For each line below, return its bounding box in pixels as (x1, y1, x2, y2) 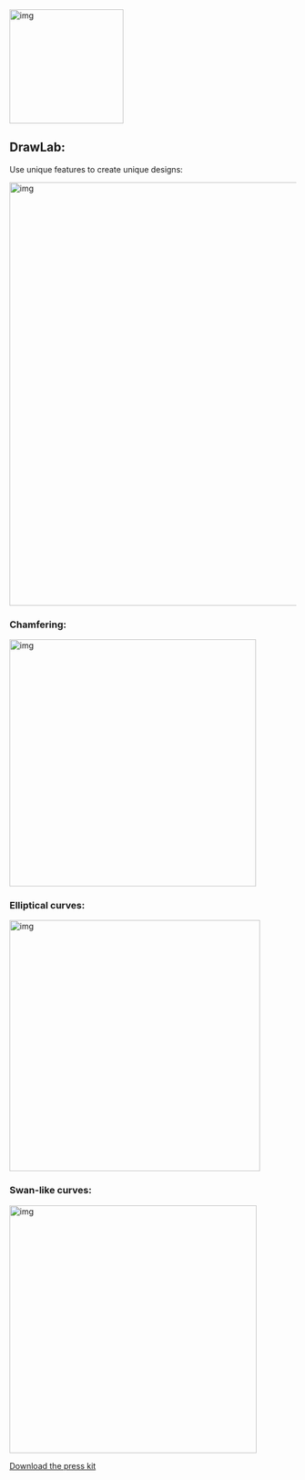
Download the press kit (9, 1460, 97, 1471)
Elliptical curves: (9, 899, 86, 912)
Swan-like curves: (9, 1184, 93, 1197)
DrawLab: (9, 140, 66, 155)
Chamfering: (9, 618, 66, 631)
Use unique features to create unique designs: (9, 163, 184, 174)
